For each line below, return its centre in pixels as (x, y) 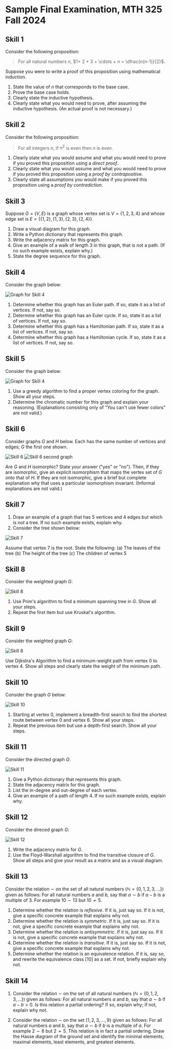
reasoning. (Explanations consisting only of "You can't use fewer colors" (89, 407)
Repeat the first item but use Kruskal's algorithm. (64, 612)
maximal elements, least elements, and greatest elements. (74, 1042)
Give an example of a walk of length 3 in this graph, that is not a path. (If (89, 245)
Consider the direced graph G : (37, 829)
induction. (16, 77)
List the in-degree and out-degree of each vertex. (65, 790)
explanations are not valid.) (34, 488)
